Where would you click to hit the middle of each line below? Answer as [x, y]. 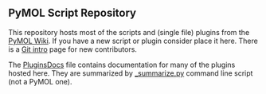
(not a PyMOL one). [40, 81]
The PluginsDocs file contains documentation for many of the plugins [122, 65]
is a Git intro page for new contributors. [73, 49]
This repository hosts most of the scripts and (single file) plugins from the [129, 32]
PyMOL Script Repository [72, 13]
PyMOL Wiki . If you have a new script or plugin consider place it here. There [133, 41]
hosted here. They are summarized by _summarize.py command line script [131, 73]
